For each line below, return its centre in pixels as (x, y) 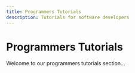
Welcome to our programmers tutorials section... (66, 63)
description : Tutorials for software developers (68, 17)
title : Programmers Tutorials (44, 12)
